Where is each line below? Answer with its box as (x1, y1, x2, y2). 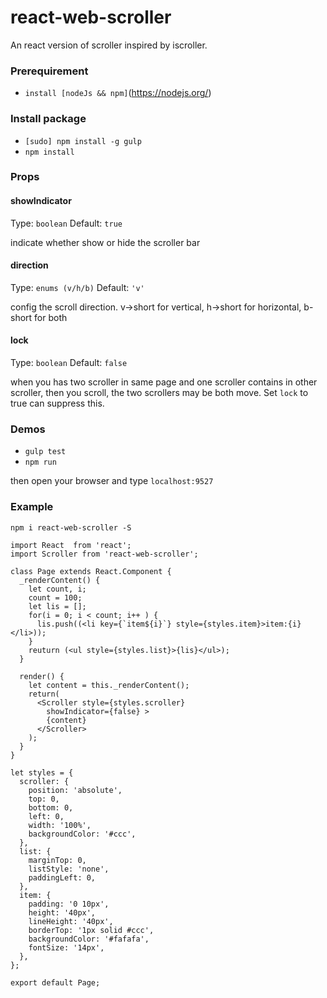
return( (28, 689, 60, 699)
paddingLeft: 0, (28, 872, 97, 883)
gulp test (24, 447, 67, 457)
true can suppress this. (10, 397, 105, 410)
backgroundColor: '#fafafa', (28, 934, 150, 944)
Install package (10, 112, 87, 126)
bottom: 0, (28, 802, 74, 813)
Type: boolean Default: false (10, 357, 128, 369)
